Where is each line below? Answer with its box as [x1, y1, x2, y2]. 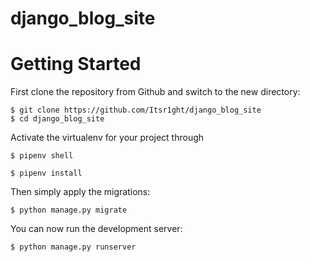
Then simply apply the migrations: [10, 186, 151, 198]
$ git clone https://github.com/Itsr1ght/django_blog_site [10, 105, 262, 116]
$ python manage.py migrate [10, 205, 128, 216]
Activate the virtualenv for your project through [10, 132, 205, 144]
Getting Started [10, 53, 142, 76]
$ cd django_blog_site [10, 114, 105, 124]
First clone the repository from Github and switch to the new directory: [10, 86, 301, 98]
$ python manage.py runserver [10, 242, 137, 252]
